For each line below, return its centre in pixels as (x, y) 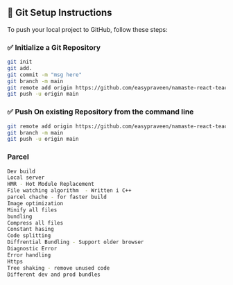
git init (20, 62)
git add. (20, 68)
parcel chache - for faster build (57, 197)
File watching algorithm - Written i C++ (69, 191)
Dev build (21, 171)
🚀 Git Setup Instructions (60, 13)
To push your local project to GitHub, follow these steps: (87, 29)
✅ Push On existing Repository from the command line (101, 112)
